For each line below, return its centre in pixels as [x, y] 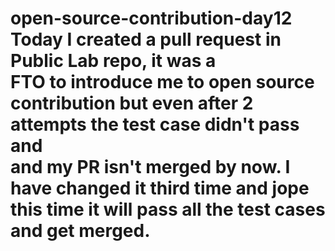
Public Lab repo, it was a [113, 61]
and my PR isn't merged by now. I [150, 167]
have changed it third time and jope [160, 188]
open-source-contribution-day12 [151, 18]
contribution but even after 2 [132, 103]
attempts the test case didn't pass [155, 124]
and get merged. [80, 231]
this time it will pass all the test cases [168, 209]
